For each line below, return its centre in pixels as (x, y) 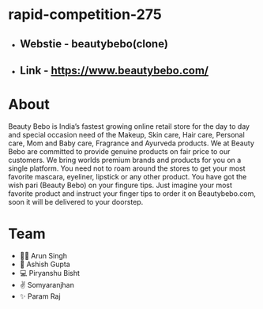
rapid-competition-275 (85, 15)
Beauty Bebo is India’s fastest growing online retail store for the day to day (129, 126)
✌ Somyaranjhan (47, 285)
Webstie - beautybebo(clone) (94, 44)
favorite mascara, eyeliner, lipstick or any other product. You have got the (128, 176)
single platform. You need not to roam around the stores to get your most (127, 168)
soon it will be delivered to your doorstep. (76, 202)
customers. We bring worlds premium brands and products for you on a (125, 160)
